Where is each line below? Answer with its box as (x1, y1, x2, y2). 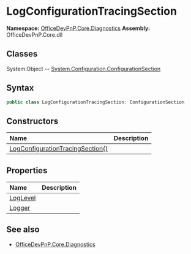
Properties (6, 165, 48, 176)
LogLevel (9, 194, 36, 203)
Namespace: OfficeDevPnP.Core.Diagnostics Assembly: (6, 24, 151, 32)
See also (6, 225, 40, 235)
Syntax (6, 83, 34, 93)
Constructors (6, 116, 59, 126)
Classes (6, 49, 38, 59)
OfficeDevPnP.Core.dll (6, 31, 63, 38)
